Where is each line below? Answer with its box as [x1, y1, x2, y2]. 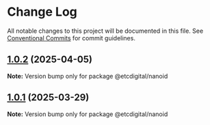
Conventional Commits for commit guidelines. [7, 33, 135, 42]
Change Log [7, 4, 77, 20]
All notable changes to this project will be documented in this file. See [7, 27, 204, 35]
